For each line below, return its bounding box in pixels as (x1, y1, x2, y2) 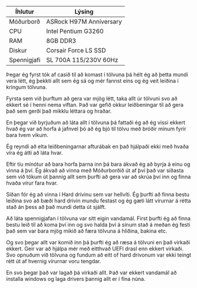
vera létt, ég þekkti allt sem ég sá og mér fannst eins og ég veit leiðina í (6, 77, 179, 84)
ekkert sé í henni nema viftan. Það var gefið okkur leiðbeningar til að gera (6, 102, 184, 108)
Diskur (9, 47, 28, 54)
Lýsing (74, 8, 94, 15)
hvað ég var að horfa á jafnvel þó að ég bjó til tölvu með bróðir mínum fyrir (6, 125, 186, 132)
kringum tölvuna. (6, 84, 47, 90)
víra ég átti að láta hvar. (6, 149, 63, 156)
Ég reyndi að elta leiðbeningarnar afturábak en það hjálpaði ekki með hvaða (6, 143, 189, 150)
